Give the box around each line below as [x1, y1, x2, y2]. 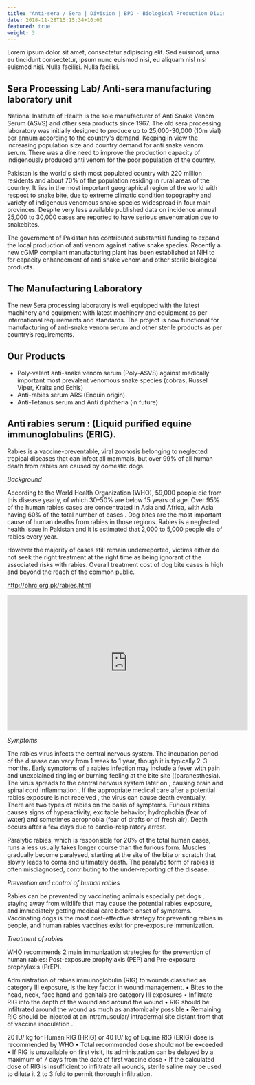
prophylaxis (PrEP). [7, 962, 62, 971]
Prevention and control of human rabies [7, 878, 120, 887]
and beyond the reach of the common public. [7, 568, 135, 576]
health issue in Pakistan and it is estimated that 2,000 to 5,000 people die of [7, 525, 223, 533]
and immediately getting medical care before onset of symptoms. [7, 907, 192, 915]
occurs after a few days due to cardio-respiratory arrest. [7, 823, 167, 831]
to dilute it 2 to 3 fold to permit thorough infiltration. [7, 1069, 153, 1078]
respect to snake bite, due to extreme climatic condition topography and [7, 191, 212, 200]
